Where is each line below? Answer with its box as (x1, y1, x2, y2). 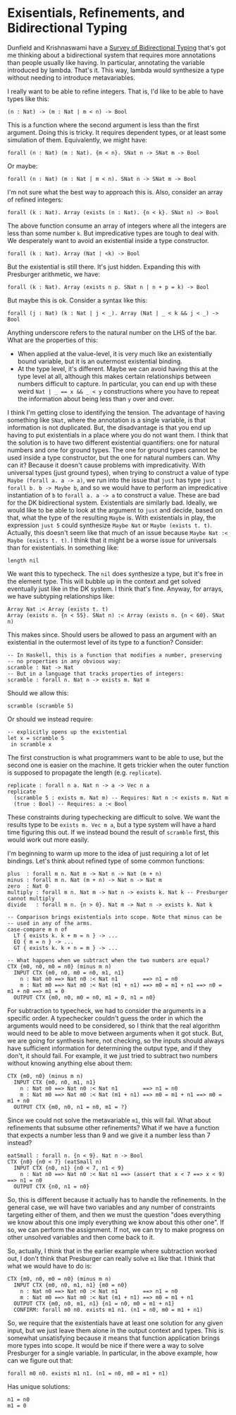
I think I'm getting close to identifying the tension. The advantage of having (7, 408, 225, 416)
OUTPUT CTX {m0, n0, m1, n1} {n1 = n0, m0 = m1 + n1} (13, 1300, 175, 1307)
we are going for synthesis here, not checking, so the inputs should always (7, 1036, 225, 1045)
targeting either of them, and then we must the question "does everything (7, 1210, 221, 1219)
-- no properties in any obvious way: (7, 657, 121, 665)
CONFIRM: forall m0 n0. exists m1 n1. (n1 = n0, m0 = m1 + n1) (13, 1306, 203, 1313)
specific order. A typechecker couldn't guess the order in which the (7, 1014, 204, 1022)
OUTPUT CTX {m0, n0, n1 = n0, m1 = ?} (13, 1103, 128, 1110)
